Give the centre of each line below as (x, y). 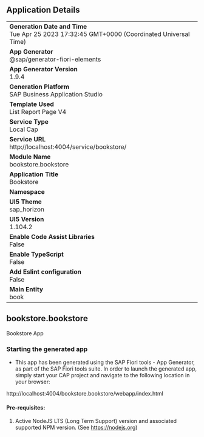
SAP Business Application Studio (56, 94)
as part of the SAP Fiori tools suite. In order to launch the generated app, (106, 369)
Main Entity (26, 289)
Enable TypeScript (36, 254)
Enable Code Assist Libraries (52, 236)
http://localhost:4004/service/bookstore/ (68, 147)
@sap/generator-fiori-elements (55, 59)
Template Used (32, 104)
